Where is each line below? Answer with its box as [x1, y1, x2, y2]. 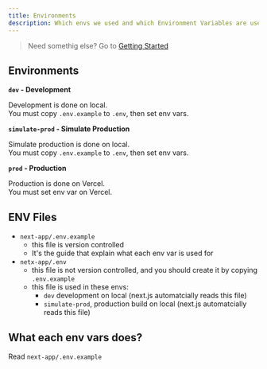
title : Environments [8, 11, 77, 20]
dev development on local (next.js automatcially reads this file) [43, 291, 247, 301]
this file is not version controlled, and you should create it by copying [31, 266, 258, 275]
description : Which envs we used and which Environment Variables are [8, 19, 247, 27]
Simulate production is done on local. [8, 140, 130, 150]
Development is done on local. [8, 100, 108, 110]
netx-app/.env [19, 258, 67, 266]
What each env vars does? [8, 331, 143, 344]
